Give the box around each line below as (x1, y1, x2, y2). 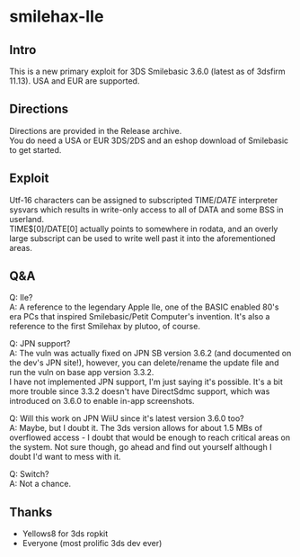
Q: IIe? (9, 292, 33, 303)
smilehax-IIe (9, 6, 104, 27)
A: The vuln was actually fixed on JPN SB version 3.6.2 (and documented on (9, 348, 292, 359)
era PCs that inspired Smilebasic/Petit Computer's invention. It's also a (9, 311, 270, 322)
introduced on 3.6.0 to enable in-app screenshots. (9, 396, 195, 407)
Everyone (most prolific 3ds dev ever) (22, 538, 163, 549)
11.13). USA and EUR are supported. (9, 76, 140, 86)
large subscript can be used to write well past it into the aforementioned (9, 232, 276, 244)
